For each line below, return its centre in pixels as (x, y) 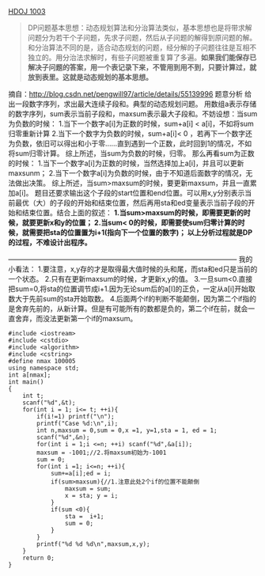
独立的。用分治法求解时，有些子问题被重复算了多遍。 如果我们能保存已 (142, 57)
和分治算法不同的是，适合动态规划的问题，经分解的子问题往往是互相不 (142, 47)
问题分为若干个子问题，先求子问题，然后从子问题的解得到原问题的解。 (142, 38)
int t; (33, 396)
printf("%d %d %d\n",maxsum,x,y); (93, 544)
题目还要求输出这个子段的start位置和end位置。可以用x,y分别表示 (140, 193)
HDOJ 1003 (27, 11)
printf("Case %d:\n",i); (78, 423)
